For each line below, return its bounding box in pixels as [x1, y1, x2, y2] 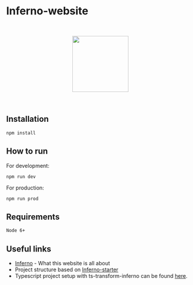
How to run [6, 146, 48, 157]
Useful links [6, 244, 52, 254]
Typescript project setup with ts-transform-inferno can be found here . [14, 272, 188, 280]
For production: [6, 184, 44, 191]
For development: [6, 162, 50, 169]
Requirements [6, 212, 60, 222]
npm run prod [6, 195, 39, 201]
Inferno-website [6, 4, 88, 18]
